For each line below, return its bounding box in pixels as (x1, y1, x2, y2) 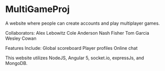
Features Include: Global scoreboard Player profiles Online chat (5, 45, 138, 51)
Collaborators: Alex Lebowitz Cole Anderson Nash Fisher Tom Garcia (5, 30, 150, 36)
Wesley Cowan (5, 35, 37, 41)
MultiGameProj (5, 4, 70, 15)
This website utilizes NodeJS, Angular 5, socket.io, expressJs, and (5, 54, 144, 61)
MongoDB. (5, 60, 28, 66)
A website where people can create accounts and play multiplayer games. (5, 20, 160, 26)
